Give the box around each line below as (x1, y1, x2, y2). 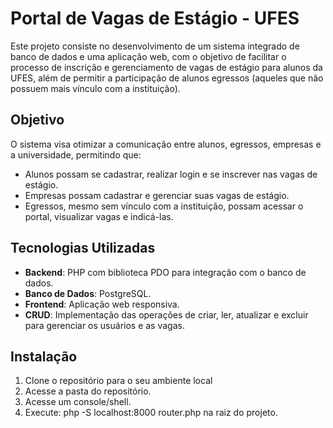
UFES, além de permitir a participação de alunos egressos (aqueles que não (10, 72, 324, 84)
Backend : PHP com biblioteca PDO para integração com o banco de (24, 266, 307, 278)
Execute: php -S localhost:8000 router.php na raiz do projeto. (24, 407, 278, 419)
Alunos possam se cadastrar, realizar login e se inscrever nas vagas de (24, 168, 318, 180)
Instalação (10, 348, 78, 365)
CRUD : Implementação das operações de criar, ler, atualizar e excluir (24, 308, 309, 321)
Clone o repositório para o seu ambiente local (24, 375, 213, 387)
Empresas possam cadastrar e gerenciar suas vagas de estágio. (24, 189, 290, 201)
